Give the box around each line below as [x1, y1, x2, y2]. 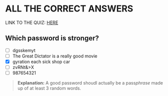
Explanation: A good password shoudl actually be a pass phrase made [17, 80, 163, 86]
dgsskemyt [12, 47, 36, 53]
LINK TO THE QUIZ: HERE [5, 19, 59, 25]
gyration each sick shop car [12, 58, 70, 64]
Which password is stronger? [5, 34, 99, 42]
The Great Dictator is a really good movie [12, 53, 98, 59]
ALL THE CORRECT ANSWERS [5, 3, 133, 14]
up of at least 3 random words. [17, 85, 81, 91]
